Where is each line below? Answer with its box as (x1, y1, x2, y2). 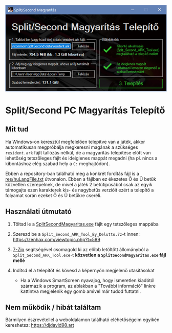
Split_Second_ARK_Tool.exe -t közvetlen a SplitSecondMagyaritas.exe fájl (12, 252, 166, 258)
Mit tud (5, 125, 29, 134)
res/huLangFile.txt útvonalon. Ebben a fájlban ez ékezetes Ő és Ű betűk (5, 176, 156, 182)
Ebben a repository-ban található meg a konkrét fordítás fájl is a (5, 170, 139, 177)
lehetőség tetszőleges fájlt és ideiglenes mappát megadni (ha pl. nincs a (5, 155, 158, 161)
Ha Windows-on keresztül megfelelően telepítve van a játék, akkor (5, 138, 145, 145)
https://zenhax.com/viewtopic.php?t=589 (12, 236, 101, 242)
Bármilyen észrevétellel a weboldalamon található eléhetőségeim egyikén (5, 317, 160, 323)
